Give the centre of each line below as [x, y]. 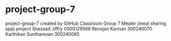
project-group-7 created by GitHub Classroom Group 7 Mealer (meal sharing [86, 23]
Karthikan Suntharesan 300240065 [42, 34]
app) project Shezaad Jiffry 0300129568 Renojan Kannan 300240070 [79, 28]
